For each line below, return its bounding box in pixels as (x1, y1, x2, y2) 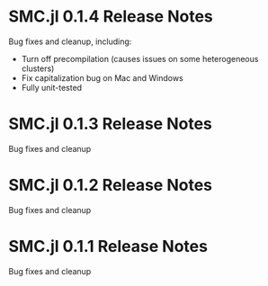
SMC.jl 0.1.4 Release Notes (8, 6, 213, 27)
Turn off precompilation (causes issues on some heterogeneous (21, 53, 259, 64)
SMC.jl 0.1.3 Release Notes (8, 114, 213, 134)
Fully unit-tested (21, 82, 83, 93)
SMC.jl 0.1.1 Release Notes (8, 237, 209, 256)
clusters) (21, 63, 55, 74)
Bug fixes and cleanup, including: (8, 36, 132, 47)
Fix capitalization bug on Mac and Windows (21, 72, 183, 83)
